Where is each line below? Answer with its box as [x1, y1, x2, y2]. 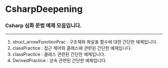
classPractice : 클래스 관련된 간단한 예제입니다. [12, 51, 106, 58]
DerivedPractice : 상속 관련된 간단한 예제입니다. [12, 58, 107, 64]
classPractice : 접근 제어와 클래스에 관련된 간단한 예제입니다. [12, 45, 132, 51]
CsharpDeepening [5, 3, 83, 15]
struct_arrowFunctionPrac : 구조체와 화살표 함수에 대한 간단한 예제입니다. [12, 39, 157, 45]
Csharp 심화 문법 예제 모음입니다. [5, 22, 82, 29]
